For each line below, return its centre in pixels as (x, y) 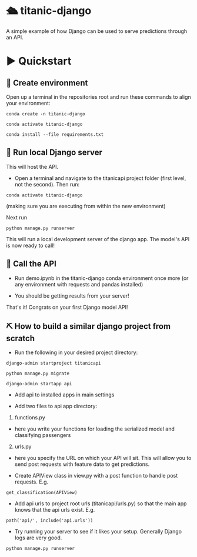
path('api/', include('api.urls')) (50, 521)
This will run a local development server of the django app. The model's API (98, 239)
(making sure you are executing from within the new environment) (86, 206)
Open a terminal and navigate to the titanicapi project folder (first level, (100, 178)
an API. (15, 37)
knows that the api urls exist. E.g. (55, 510)
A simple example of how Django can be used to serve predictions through (97, 31)
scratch (21, 338)
